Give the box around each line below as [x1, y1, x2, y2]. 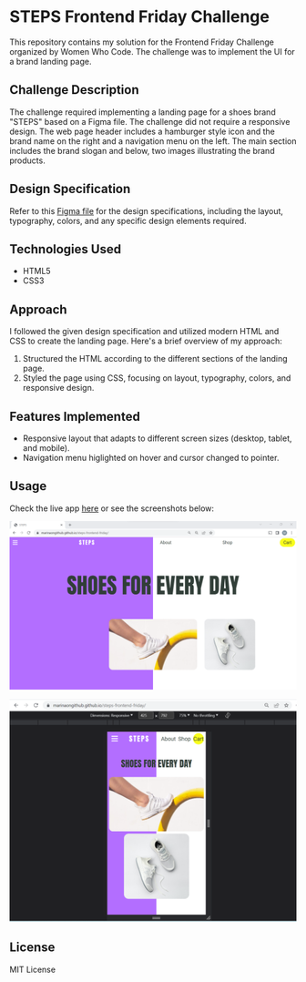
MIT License [9, 964, 56, 975]
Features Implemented [9, 408, 141, 425]
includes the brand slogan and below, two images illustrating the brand [9, 145, 275, 156]
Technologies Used [9, 241, 121, 257]
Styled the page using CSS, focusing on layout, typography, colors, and [22, 373, 291, 384]
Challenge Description [9, 82, 139, 97]
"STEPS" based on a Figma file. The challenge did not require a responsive [9, 116, 291, 127]
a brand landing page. [9, 56, 92, 66]
